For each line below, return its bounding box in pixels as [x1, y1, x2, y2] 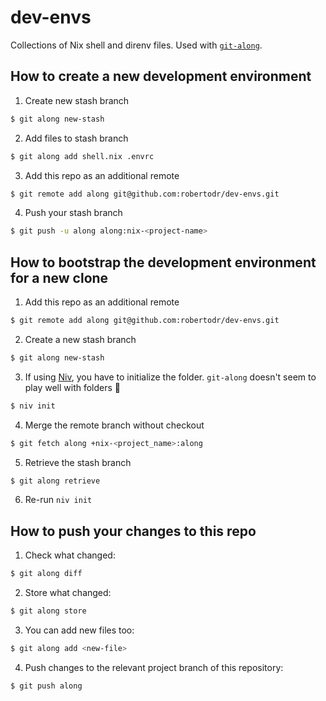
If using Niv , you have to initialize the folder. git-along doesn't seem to [24, 371, 317, 383]
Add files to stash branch [24, 132, 129, 144]
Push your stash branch [24, 207, 123, 219]
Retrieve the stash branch [24, 456, 132, 468]
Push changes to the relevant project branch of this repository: [24, 661, 284, 673]
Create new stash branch [24, 94, 130, 106]
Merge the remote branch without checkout [24, 419, 205, 431]
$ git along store [10, 606, 87, 616]
